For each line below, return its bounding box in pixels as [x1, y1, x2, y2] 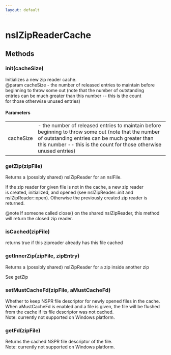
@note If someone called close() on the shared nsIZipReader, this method [5, 210, 160, 216]
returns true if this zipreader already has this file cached [5, 240, 123, 246]
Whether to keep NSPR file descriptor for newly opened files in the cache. [5, 298, 160, 304]
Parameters [5, 110, 31, 116]
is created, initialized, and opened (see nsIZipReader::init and [5, 189, 133, 195]
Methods [5, 49, 35, 58]
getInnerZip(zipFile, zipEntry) [5, 252, 80, 259]
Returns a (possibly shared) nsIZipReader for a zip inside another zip [5, 264, 149, 270]
